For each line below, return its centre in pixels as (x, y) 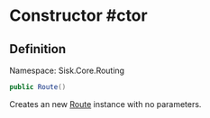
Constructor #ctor (78, 16)
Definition (37, 49)
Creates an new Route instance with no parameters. (105, 104)
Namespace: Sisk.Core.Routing (67, 70)
